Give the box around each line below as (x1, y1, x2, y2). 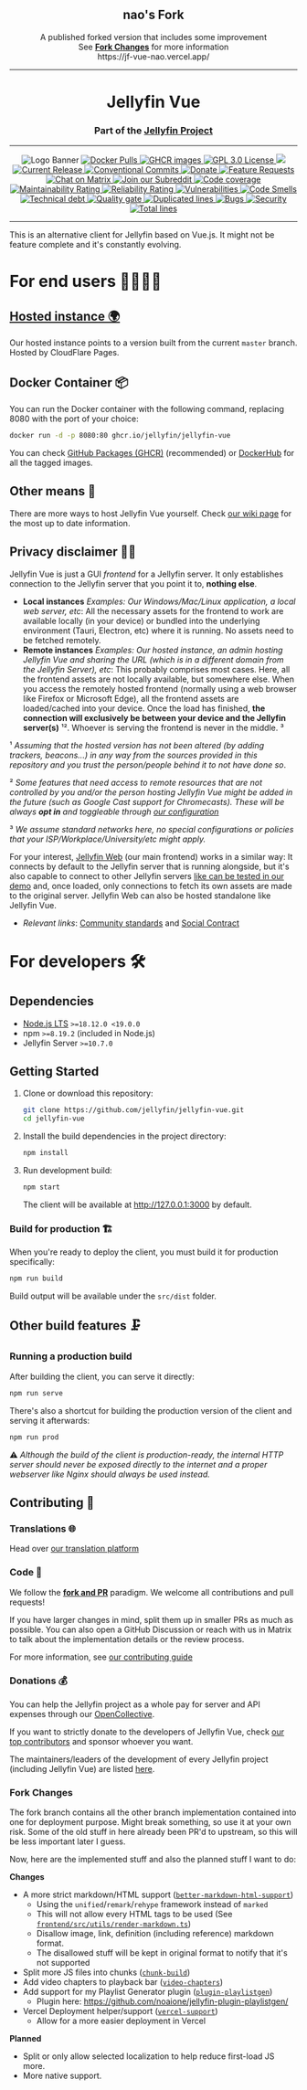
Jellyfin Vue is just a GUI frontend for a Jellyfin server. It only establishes (9, 568, 284, 579)
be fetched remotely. (22, 634, 102, 645)
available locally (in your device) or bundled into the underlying (22, 615, 260, 626)
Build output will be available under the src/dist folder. (9, 1290, 217, 1301)
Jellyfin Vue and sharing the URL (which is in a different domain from (22, 653, 285, 665)
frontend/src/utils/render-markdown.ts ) (36, 1918, 192, 1929)
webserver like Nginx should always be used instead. (9, 1469, 210, 1480)
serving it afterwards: (9, 1415, 90, 1426)
